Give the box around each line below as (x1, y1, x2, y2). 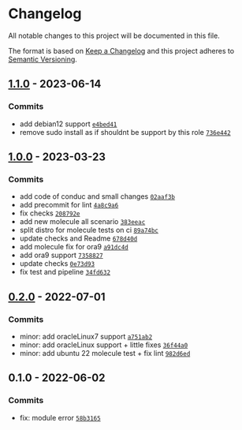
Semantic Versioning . (8, 54, 77, 64)
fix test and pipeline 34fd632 (19, 267, 111, 277)
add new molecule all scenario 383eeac (19, 217, 146, 226)
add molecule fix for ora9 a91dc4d (19, 242, 128, 252)
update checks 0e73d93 (19, 259, 95, 268)
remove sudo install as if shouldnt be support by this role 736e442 (19, 127, 231, 136)
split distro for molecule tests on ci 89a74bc (19, 226, 159, 235)
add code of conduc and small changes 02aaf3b (19, 192, 176, 201)
